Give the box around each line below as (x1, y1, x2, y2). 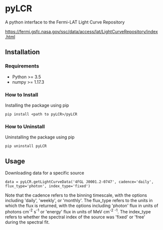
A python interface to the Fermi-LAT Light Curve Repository (5, 19, 125, 25)
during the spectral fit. (5, 219, 50, 225)
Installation (5, 48, 40, 56)
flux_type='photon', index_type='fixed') (5, 184, 91, 189)
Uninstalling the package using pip (5, 134, 75, 140)
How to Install (5, 91, 38, 98)
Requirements (5, 63, 40, 69)
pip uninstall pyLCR (5, 144, 47, 149)
